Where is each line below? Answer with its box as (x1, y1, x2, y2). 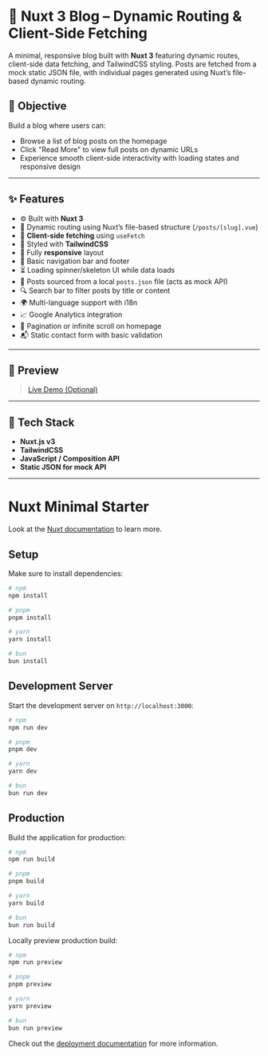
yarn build (8, 899, 45, 907)
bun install (8, 658, 48, 666)
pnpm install (8, 614, 52, 622)
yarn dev (8, 767, 37, 775)
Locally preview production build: (8, 935, 118, 945)
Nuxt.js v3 (19, 437, 56, 446)
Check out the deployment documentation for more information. (8, 1038, 219, 1048)
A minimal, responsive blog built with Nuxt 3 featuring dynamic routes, (8, 50, 241, 60)
